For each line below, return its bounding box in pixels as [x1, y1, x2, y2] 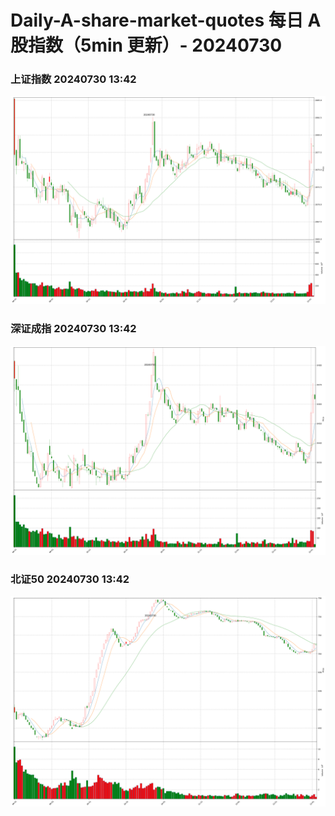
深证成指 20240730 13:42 [10, 322, 137, 336]
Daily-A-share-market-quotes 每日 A [10, 9, 322, 32]
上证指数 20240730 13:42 [10, 72, 137, 86]
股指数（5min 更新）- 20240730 [10, 34, 283, 57]
